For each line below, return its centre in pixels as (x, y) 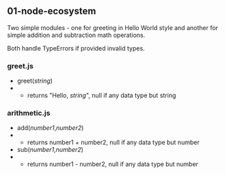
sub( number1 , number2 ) (50, 150)
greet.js (21, 66)
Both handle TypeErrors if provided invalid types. (76, 48)
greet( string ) (35, 81)
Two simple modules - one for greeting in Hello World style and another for (113, 27)
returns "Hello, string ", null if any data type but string (102, 96)
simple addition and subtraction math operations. (76, 35)
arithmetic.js (29, 113)
